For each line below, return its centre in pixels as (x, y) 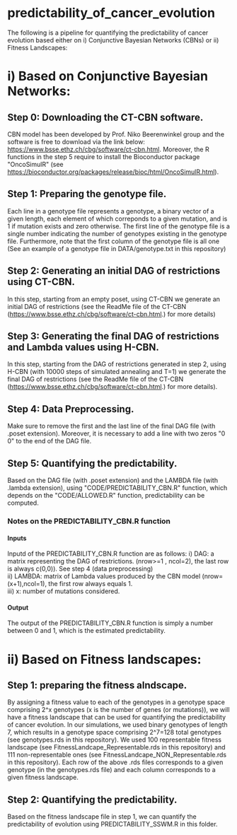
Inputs (17, 538)
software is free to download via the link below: (76, 141)
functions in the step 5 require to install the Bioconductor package (104, 156)
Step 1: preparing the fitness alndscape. (97, 685)
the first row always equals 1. (91, 584)
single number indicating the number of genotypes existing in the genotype (117, 233)
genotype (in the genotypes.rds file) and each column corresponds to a (111, 770)
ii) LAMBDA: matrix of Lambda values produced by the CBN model (104, 576)
